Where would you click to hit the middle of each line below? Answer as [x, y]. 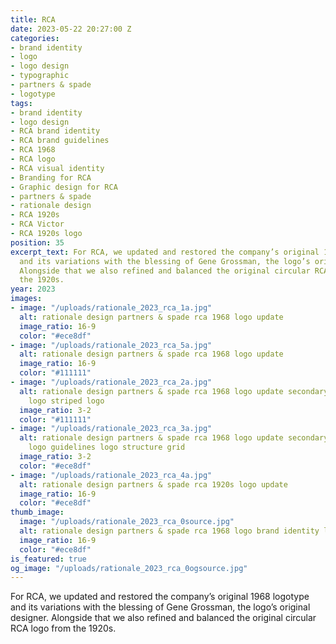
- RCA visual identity [57, 168]
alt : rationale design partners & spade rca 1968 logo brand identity [169, 531]
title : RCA [33, 19]
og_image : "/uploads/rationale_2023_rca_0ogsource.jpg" [129, 568]
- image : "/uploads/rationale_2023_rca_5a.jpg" [111, 345]
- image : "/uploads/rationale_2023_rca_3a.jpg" [111, 429]
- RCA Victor [37, 224]
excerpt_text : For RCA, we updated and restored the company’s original [165, 252]
